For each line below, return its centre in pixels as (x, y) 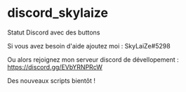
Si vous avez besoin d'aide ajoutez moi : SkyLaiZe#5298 (89, 46)
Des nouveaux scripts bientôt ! (52, 80)
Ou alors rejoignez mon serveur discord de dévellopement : (93, 59)
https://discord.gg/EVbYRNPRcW (55, 67)
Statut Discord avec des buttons (54, 32)
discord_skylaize (58, 13)
